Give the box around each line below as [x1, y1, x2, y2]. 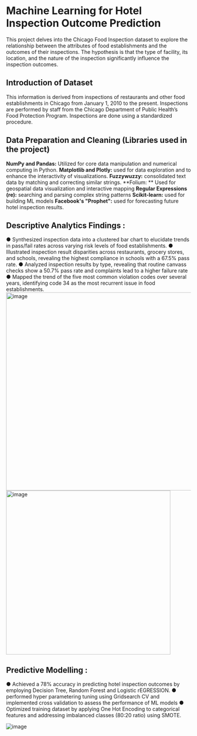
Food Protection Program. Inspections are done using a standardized [6, 112, 172, 119]
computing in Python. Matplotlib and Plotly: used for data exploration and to [6, 166, 191, 173]
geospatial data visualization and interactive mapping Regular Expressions [6, 185, 188, 192]
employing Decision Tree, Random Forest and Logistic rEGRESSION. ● [6, 687, 177, 694]
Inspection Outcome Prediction [6, 16, 161, 30]
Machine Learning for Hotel [6, 4, 142, 18]
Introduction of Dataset [6, 78, 93, 88]
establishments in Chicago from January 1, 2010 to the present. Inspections [6, 100, 188, 107]
